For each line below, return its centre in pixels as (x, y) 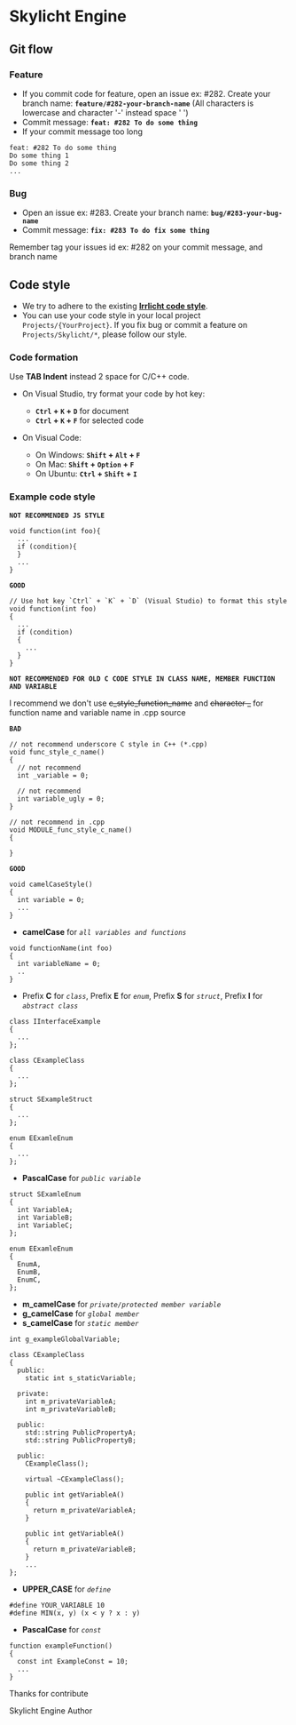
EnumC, (29, 1280)
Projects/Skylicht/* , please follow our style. (105, 334)
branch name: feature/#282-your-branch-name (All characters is (138, 103)
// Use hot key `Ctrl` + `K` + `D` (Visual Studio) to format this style (148, 601)
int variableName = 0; (59, 963)
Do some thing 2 (39, 163)
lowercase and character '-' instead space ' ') (105, 112)
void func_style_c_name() (57, 752)
